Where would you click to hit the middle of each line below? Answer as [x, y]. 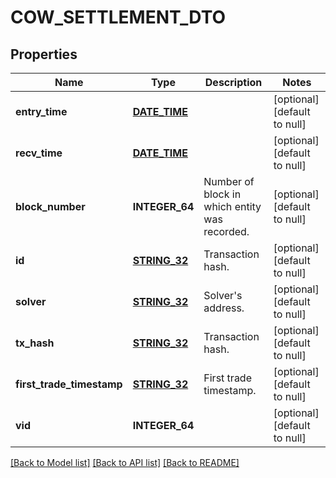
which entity [232, 206]
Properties [44, 54]
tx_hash [35, 343]
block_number [50, 206]
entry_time [41, 111]
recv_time [39, 153]
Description [233, 82]
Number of [229, 181]
